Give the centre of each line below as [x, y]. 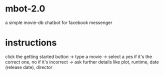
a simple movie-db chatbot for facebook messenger [59, 22]
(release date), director [29, 67]
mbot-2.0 [25, 9]
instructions [31, 43]
